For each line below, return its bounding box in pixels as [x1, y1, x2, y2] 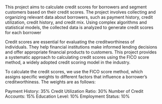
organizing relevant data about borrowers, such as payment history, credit [5, 14, 153, 20]
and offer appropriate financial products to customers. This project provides [5, 49, 157, 55]
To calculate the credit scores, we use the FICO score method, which [5, 69, 143, 74]
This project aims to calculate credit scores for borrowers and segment [5, 4, 147, 10]
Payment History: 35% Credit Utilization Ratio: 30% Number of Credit [5, 89, 144, 94]
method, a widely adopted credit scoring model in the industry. [5, 60, 130, 65]
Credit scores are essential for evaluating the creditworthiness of [5, 39, 135, 45]
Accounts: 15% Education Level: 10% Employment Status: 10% [5, 93, 130, 99]
